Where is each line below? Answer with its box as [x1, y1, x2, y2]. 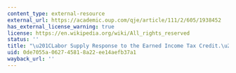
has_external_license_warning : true [7, 23, 114, 30]
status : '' [7, 36, 39, 43]
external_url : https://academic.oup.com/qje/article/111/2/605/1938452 [7, 17, 221, 24]
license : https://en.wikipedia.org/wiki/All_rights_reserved [7, 29, 190, 37]
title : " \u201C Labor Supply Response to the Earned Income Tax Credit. [7, 42, 221, 49]
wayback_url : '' [7, 56, 55, 63]
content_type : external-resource [7, 10, 105, 17]
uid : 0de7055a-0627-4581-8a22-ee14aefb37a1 [7, 49, 137, 56]
